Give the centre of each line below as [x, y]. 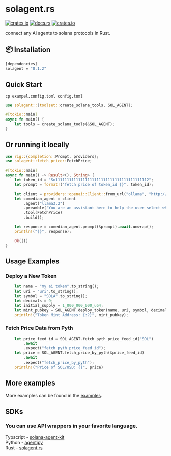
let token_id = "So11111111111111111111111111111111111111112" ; [84, 180]
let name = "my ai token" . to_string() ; [57, 286]
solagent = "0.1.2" [26, 69]
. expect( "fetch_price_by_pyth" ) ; [59, 362]
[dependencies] [21, 64]
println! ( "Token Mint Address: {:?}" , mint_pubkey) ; [72, 315]
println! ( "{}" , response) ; [43, 231]
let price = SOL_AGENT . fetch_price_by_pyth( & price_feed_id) [79, 353]
